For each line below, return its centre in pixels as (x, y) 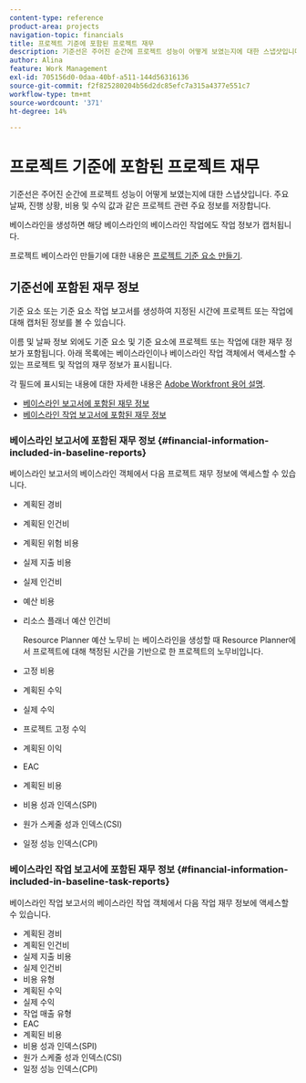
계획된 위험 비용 (51, 543)
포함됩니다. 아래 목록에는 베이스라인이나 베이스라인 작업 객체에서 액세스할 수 (161, 353)
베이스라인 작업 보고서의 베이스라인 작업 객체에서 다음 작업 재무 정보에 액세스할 (149, 902)
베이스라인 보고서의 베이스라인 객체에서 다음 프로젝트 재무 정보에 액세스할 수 (144, 474)
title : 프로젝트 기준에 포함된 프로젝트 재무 (82, 43)
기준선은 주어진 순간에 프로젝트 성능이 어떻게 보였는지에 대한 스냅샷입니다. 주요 (149, 194)
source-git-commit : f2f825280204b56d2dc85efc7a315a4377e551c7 (130, 86)
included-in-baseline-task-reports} (90, 881)
